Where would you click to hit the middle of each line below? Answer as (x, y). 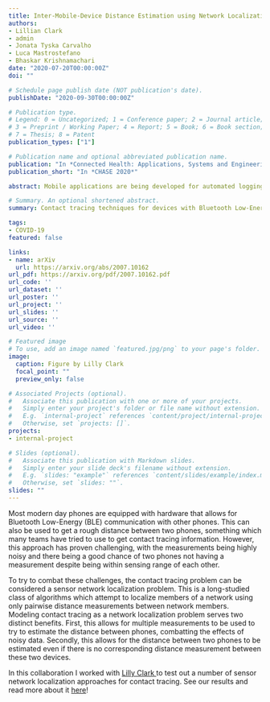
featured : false (35, 237)
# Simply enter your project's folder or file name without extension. (135, 409)
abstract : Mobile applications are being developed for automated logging (136, 186)
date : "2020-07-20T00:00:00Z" (59, 68)
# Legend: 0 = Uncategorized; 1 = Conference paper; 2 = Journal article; (136, 120)
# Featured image (37, 342)
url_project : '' (35, 304)
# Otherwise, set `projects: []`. (70, 423)
